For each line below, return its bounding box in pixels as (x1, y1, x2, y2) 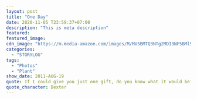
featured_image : (6, 36, 46, 41)
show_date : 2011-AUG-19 (6, 73, 64, 79)
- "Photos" (11, 62, 38, 69)
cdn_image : (6, 41, 33, 47)
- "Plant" (11, 68, 35, 74)
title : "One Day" (6, 14, 49, 20)
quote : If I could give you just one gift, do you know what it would (6, 79, 182, 85)
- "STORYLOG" (11, 52, 43, 58)
